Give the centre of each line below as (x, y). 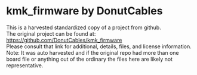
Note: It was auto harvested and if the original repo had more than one (93, 52)
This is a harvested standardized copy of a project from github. (84, 27)
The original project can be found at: (51, 33)
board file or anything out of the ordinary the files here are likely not (90, 59)
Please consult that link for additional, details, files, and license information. (99, 46)
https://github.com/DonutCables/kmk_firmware (64, 40)
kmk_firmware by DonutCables (84, 11)
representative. (25, 65)
